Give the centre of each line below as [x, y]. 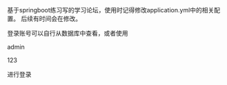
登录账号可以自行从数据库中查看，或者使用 [68, 33]
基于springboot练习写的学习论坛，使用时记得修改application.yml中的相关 [111, 10]
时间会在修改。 [60, 19]
